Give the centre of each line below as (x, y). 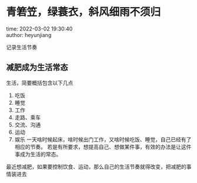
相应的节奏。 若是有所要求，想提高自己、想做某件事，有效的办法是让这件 (103, 147)
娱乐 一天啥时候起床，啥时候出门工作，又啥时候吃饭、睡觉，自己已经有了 (103, 139)
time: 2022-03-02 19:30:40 (39, 29)
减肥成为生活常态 (37, 67)
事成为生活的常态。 (38, 154)
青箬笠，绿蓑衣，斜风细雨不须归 (84, 12)
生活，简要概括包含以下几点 (40, 82)
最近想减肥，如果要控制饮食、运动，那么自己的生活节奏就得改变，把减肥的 (96, 167)
